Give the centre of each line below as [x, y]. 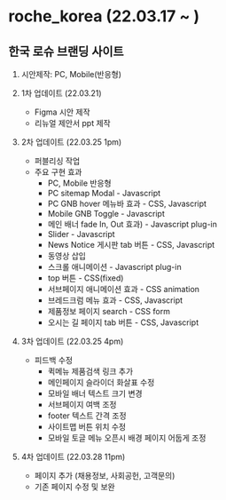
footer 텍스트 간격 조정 [87, 416]
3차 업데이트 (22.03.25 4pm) [72, 341]
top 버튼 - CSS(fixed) [86, 278]
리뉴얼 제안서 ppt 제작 [73, 123]
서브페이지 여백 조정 [82, 405]
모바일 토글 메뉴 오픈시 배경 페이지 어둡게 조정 [127, 438]
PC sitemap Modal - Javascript [104, 193]
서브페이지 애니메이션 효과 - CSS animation [124, 289]
